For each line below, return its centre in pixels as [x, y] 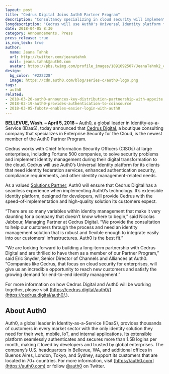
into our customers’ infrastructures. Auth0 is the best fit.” [64, 238]
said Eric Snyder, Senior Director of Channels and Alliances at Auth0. [76, 258]
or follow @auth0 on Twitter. [76, 366]
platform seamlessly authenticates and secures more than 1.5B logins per [81, 339]
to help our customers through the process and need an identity [71, 227]
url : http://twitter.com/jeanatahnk [48, 57]
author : [13, 47]
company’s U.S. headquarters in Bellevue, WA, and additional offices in [79, 350]
